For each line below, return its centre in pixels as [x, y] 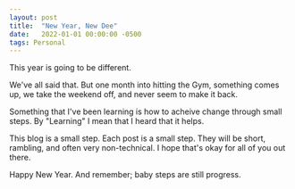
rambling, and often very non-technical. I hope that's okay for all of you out [147, 148]
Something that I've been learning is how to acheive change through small [146, 111]
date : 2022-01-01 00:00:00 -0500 [76, 34]
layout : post [34, 17]
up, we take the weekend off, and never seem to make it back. [124, 94]
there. [20, 158]
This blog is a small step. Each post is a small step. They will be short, [138, 138]
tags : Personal [38, 42]
